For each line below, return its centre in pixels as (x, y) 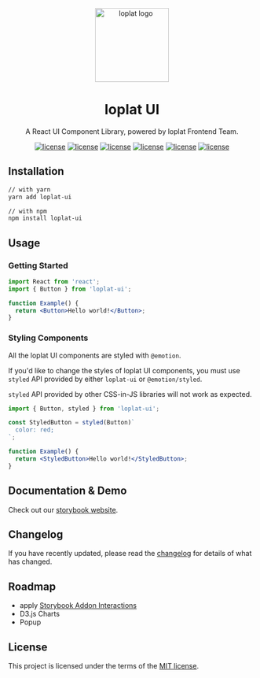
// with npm (27, 211)
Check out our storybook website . (63, 509)
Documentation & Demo (68, 491)
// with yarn (29, 189)
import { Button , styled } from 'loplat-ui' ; (84, 409)
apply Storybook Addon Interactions (78, 606)
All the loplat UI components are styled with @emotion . (95, 355)
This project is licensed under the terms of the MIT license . (103, 665)
